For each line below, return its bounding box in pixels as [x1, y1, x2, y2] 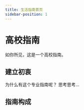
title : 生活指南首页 [5, 7, 43, 12]
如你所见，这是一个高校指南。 [5, 52, 66, 58]
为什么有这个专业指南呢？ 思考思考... [5, 82, 80, 88]
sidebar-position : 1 [5, 12, 48, 17]
